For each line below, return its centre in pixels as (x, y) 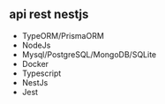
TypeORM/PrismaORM (63, 35)
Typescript (41, 73)
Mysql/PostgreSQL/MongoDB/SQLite (89, 54)
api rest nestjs (49, 15)
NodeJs (36, 45)
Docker (35, 63)
